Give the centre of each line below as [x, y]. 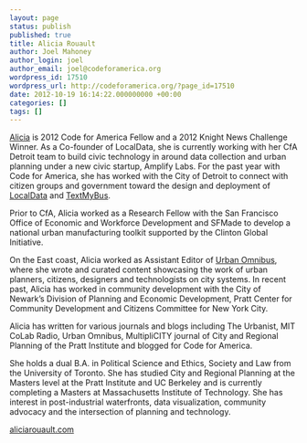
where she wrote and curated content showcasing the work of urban [138, 269]
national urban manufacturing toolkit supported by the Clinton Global [139, 233]
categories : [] [38, 103]
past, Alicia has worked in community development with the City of [136, 290]
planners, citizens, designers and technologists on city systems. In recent [148, 280]
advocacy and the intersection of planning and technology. [120, 412]
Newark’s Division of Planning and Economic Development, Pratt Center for [151, 299]
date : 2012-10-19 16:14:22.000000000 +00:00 [95, 94]
